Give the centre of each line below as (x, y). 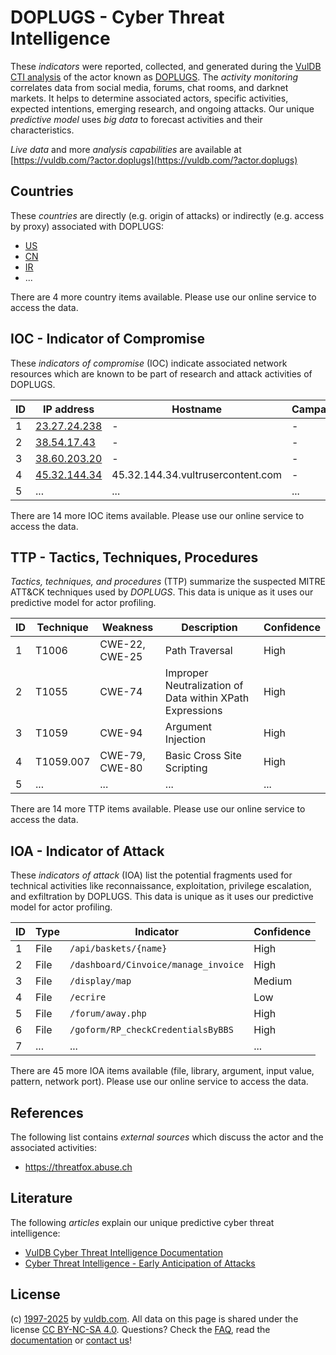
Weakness (127, 628)
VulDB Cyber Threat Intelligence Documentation (124, 1252)
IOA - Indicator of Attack (87, 851)
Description (209, 628)
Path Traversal (198, 651)
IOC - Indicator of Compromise (107, 339)
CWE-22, (122, 644)
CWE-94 (121, 733)
